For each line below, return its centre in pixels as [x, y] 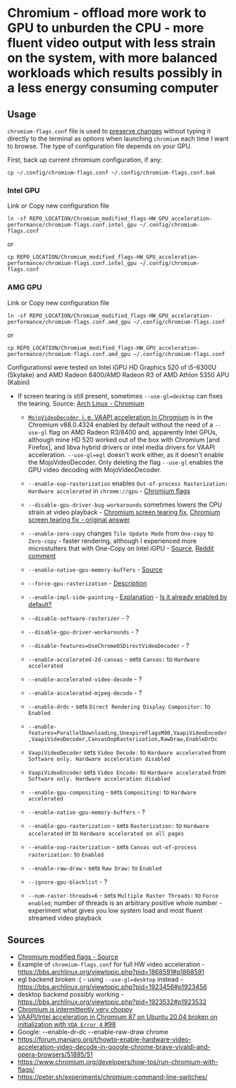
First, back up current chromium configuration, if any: [85, 160]
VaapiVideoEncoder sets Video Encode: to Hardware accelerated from [127, 772]
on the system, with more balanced [112, 58]
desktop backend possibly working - [71, 995]
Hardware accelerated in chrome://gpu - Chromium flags [109, 491]
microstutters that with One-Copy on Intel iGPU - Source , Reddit [121, 548]
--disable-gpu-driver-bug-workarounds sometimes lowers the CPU [125, 504]
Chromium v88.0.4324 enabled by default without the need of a [120, 425]
